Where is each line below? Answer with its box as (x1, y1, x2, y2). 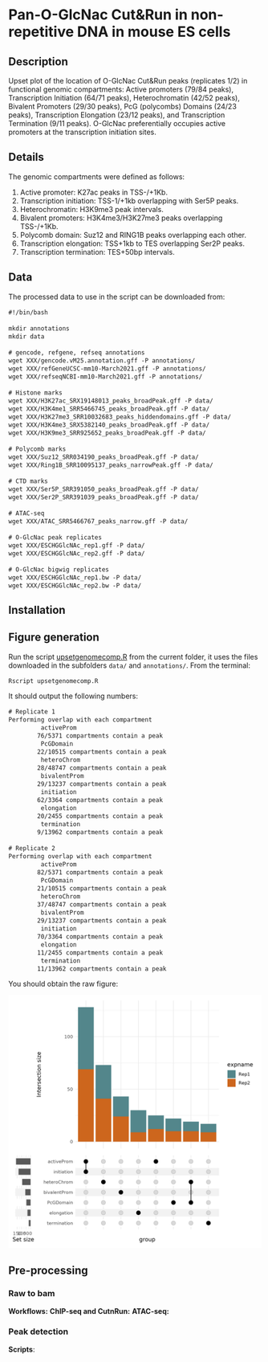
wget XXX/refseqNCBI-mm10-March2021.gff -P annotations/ (8, 372, 203, 381)
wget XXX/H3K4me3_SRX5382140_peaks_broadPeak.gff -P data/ (8, 420, 210, 429)
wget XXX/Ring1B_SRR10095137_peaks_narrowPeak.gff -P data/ (8, 460, 214, 469)
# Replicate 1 (8, 707, 56, 716)
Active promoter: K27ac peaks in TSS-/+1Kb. (19, 187, 169, 197)
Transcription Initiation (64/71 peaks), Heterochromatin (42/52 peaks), (8, 93, 241, 102)
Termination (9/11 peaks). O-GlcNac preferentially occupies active (8, 119, 226, 128)
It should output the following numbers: (8, 691, 139, 701)
